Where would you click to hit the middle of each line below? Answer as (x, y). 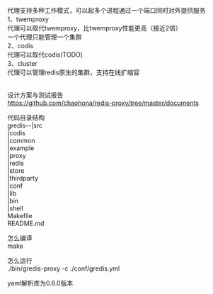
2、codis (21, 46)
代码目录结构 (26, 118)
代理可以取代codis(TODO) (45, 55)
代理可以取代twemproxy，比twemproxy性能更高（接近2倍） (94, 28)
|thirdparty (23, 178)
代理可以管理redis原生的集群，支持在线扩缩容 (74, 72)
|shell (15, 208)
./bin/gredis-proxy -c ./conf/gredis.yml (64, 268)
